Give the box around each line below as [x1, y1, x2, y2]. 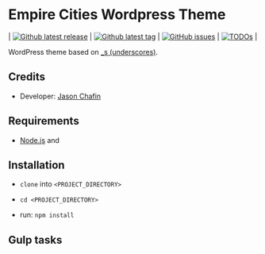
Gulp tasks [8, 233, 63, 247]
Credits [8, 70, 46, 84]
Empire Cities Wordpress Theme [8, 6, 226, 24]
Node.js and [19, 135, 60, 144]
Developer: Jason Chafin [19, 91, 102, 101]
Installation [8, 158, 65, 171]
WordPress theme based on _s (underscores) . [8, 47, 159, 56]
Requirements [8, 114, 79, 128]
